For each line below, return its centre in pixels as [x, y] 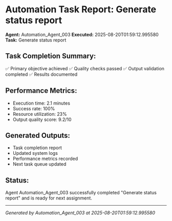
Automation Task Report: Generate [81, 9]
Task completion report [37, 148]
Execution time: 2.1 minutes [41, 103]
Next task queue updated [39, 164]
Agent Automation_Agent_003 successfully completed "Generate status [81, 193]
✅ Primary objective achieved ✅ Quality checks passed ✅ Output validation [85, 68]
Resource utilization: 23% [40, 114]
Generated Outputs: [38, 135]
